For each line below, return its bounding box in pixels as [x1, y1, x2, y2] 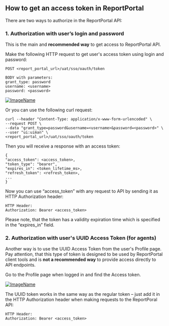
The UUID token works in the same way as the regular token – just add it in [5, 291, 160, 297]
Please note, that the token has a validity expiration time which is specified [5, 217, 160, 223]
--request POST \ [5, 121, 42, 126]
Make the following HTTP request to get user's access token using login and [5, 51, 164, 57]
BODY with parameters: [5, 75, 53, 80]
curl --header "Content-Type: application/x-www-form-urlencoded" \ [5, 117, 152, 122]
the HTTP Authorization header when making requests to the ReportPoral [5, 297, 157, 303]
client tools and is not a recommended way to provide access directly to [5, 256, 156, 263]
